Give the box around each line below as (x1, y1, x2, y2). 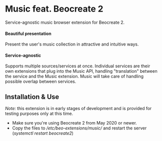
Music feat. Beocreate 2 (5, 3, 104, 15)
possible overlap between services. (5, 78, 76, 84)
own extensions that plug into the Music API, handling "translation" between (5, 68, 158, 74)
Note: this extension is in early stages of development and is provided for (5, 106, 152, 111)
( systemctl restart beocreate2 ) (12, 130, 74, 136)
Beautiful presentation (5, 31, 52, 36)
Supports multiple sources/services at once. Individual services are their (5, 63, 150, 69)
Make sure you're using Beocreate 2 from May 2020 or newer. (12, 120, 137, 126)
